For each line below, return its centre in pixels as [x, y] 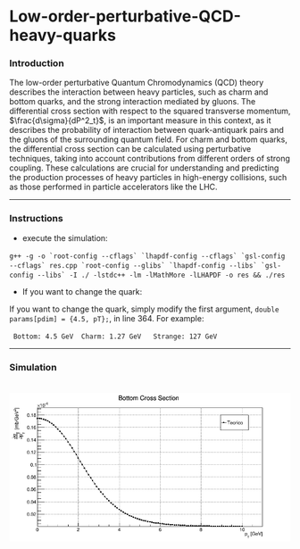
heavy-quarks [62, 35]
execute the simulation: [65, 237]
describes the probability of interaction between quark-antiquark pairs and [146, 130]
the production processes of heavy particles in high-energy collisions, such [148, 178]
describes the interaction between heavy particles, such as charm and [139, 92]
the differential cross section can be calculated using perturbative [130, 149]
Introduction [37, 63]
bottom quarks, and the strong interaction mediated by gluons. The [133, 102]
